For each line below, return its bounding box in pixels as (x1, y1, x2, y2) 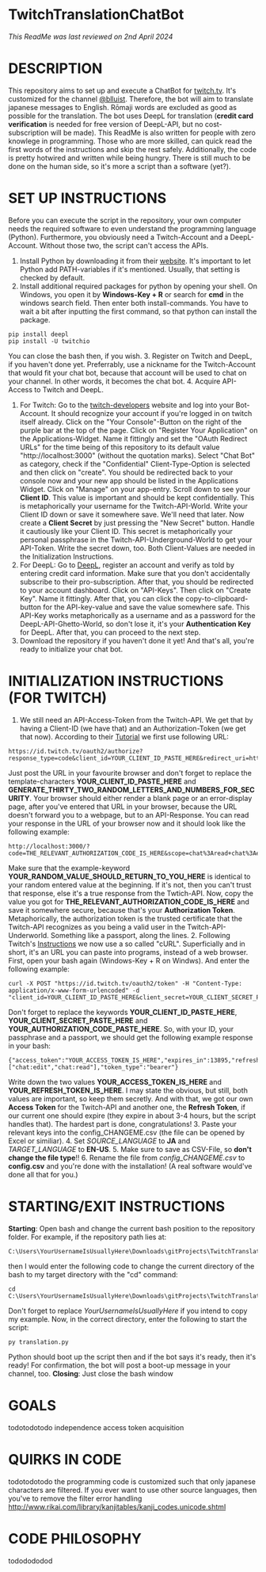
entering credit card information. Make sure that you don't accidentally (19, 568, 251, 578)
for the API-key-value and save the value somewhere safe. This (43, 602, 250, 612)
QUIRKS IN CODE (8, 1450, 122, 1468)
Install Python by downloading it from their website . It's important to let (19, 256, 252, 265)
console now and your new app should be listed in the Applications (19, 475, 239, 485)
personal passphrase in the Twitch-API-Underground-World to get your (19, 535, 253, 544)
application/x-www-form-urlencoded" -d (8, 986, 140, 994)
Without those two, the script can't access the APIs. (39, 240, 209, 250)
